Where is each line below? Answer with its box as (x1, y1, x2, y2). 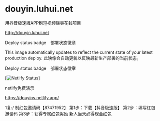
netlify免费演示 (5, 85, 35, 91)
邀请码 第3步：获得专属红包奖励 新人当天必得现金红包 (5, 110, 112, 117)
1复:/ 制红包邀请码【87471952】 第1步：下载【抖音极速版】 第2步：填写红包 (5, 105, 156, 110)
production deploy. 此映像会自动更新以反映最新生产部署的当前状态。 (5, 55, 141, 61)
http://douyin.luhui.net (5, 30, 49, 35)
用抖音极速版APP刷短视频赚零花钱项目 (5, 20, 81, 26)
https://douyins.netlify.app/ (5, 94, 59, 100)
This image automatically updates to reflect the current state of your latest (5, 49, 153, 55)
